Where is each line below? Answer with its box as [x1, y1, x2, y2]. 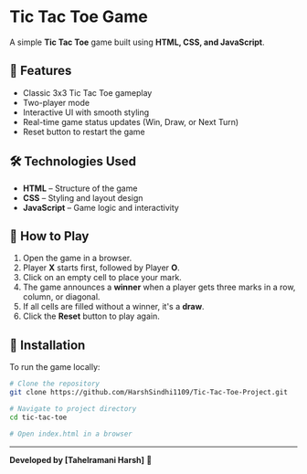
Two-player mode [22, 97, 90, 108]
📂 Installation [9, 337, 86, 353]
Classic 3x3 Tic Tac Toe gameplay [22, 87, 153, 98]
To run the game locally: [9, 362, 101, 373]
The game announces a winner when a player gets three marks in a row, [22, 281, 296, 293]
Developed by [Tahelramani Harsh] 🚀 [9, 454, 153, 465]
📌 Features [9, 63, 72, 79]
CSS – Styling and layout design [22, 192, 143, 203]
